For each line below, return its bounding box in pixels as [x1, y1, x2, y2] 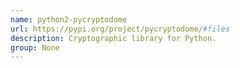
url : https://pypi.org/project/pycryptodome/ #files [10, 24, 230, 34]
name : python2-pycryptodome [10, 14, 128, 25]
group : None [10, 42, 60, 53]
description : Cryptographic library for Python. [10, 33, 217, 43]
